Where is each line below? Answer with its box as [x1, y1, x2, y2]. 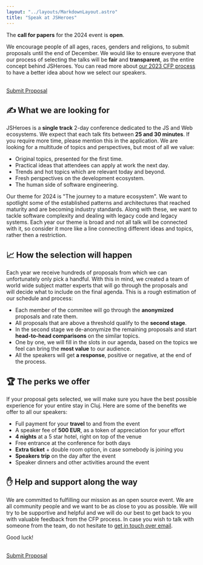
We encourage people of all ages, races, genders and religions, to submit [6, 43, 190, 50]
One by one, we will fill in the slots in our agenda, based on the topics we [15, 339, 198, 346]
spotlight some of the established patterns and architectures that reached [6, 199, 190, 207]
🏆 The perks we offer [6, 376, 90, 387]
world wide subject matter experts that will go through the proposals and [6, 282, 188, 289]
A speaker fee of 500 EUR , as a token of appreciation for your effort [15, 426, 185, 433]
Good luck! [6, 533, 34, 541]
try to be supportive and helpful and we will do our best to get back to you [6, 509, 191, 516]
